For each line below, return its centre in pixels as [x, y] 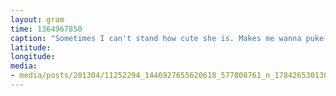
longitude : [33, 57]
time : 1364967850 [46, 29]
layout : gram [37, 19]
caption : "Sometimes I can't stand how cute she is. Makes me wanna [156, 38]
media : [24, 66]
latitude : [31, 47]
